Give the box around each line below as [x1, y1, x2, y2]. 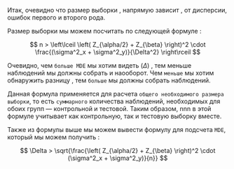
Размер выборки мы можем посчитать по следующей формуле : [7, 27, 202, 35]
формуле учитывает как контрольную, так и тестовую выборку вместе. [7, 112, 222, 120]
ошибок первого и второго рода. [7, 13, 106, 22]
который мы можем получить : [7, 133, 100, 141]
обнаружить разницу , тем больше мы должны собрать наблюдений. [7, 76, 212, 84]
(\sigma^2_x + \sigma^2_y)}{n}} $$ [67, 154, 168, 162]
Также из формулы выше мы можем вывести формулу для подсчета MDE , [7, 126, 226, 133]
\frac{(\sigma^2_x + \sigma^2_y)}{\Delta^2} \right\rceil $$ [34, 48, 201, 56]
